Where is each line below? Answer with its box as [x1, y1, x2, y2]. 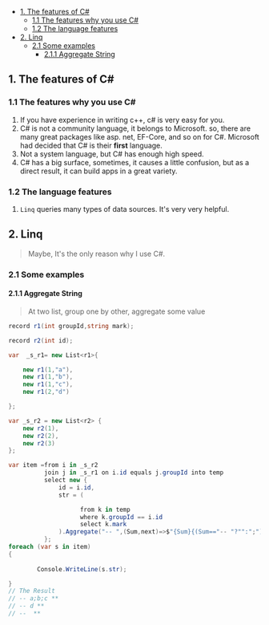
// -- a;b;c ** [8, 595, 59, 603]
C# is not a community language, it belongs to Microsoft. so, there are [19, 124, 251, 133]
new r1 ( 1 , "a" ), [22, 365, 74, 374]
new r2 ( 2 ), [22, 432, 59, 440]
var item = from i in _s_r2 [8, 461, 98, 469]
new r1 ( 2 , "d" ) [22, 388, 70, 396]
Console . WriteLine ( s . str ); [37, 565, 127, 573]
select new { [43, 477, 88, 485]
